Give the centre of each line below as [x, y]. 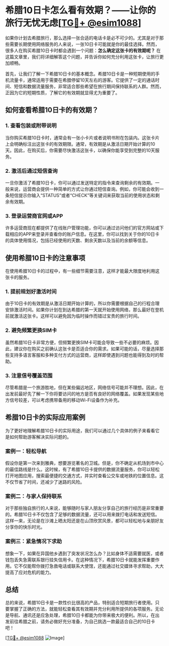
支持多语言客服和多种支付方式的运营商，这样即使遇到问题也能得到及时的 [84, 355]
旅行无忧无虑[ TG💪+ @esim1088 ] [73, 23]
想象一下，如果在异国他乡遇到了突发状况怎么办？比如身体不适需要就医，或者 [84, 553]
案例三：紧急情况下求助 [33, 541]
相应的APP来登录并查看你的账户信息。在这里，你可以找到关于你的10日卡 [84, 234]
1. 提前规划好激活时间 [31, 291]
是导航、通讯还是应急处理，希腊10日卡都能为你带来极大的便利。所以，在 [80, 615]
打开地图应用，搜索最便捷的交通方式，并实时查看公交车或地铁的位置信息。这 [84, 476]
